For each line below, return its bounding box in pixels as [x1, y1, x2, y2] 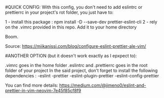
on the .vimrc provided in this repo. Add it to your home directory [5, 24, 137, 30]
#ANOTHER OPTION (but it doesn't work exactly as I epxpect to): [5, 53, 137, 59]
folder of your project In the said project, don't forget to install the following [5, 67, 158, 73]
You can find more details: [5, 82, 58, 88]
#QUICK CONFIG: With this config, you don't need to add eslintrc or [5, 4, 143, 10]
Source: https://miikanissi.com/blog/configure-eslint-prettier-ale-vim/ [5, 43, 146, 49]
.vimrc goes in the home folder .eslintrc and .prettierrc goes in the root [5, 63, 148, 68]
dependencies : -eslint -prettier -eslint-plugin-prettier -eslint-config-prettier [5, 73, 159, 78]
